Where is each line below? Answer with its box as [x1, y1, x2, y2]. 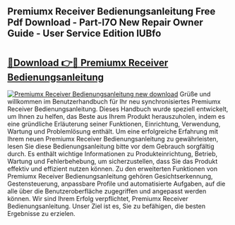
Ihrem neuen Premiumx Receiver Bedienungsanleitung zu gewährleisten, [7, 135, 219, 143]
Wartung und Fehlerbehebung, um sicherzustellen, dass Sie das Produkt [7, 157, 218, 165]
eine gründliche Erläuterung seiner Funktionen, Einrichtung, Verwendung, [7, 120, 221, 128]
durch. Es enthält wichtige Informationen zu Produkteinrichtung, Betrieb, [7, 150, 218, 157]
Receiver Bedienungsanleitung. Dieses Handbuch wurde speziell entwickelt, [7, 105, 229, 113]
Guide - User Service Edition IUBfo [7, 27, 162, 39]
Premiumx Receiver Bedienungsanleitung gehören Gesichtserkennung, [7, 172, 213, 180]
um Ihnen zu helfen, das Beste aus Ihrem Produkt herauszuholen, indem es [7, 112, 226, 120]
